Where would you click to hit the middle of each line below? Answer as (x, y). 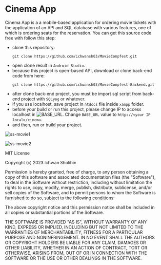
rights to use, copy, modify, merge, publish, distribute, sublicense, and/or (79, 187)
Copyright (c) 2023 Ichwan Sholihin (41, 162)
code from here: (28, 76)
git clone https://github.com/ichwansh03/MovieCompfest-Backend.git (83, 85)
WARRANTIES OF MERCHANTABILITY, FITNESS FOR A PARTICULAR (74, 232)
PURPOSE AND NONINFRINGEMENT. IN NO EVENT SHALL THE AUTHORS (80, 237)
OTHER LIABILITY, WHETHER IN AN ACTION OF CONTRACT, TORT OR (76, 247)
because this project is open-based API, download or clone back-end (82, 70)
